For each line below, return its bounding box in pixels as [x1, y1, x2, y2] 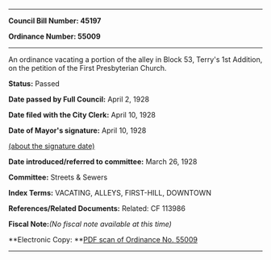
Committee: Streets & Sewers [8, 172, 108, 182]
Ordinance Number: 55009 [8, 31, 101, 41]
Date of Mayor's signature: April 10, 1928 [8, 126, 147, 135]
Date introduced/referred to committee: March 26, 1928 [8, 157, 198, 166]
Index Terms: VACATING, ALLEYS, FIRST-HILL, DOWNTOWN [8, 188, 212, 197]
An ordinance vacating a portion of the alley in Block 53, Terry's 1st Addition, [8, 55, 263, 64]
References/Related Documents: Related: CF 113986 [8, 204, 186, 213]
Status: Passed [8, 79, 60, 89]
